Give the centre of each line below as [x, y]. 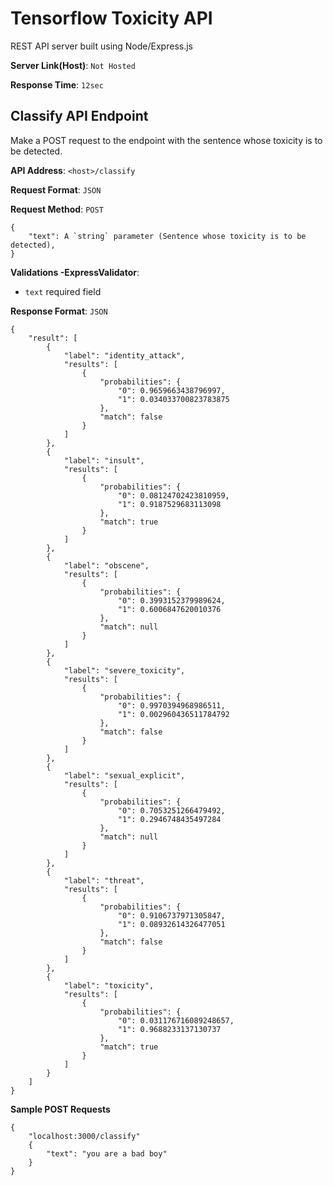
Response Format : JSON [59, 311]
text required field [63, 291]
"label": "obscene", [106, 565]
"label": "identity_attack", [124, 355]
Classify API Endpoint [79, 116]
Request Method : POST [57, 209]
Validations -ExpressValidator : [75, 272]
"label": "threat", [104, 880]
